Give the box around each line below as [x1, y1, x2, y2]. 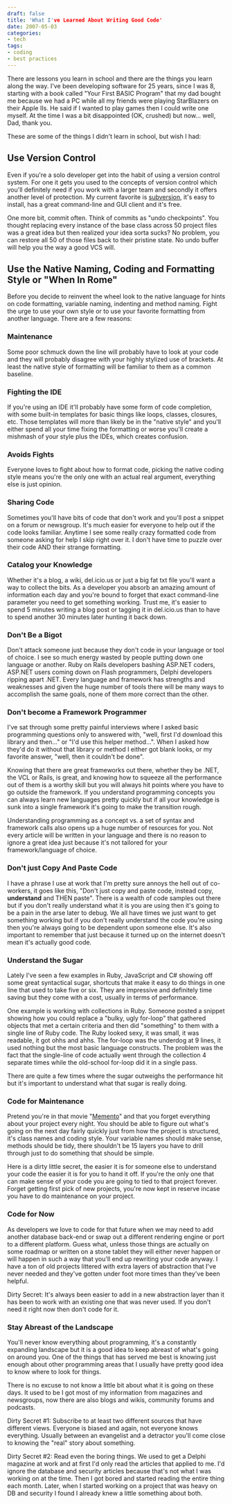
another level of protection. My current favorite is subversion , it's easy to [7, 192, 215, 201]
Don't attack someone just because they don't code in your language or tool [7, 646, 224, 654]
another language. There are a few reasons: [7, 314, 132, 323]
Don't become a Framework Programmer [7, 707, 147, 717]
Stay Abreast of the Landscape [7, 1322, 114, 1332]
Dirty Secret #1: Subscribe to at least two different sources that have [7, 1417, 202, 1425]
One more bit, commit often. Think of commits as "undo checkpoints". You [7, 213, 220, 222]
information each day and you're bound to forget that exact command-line [7, 591, 220, 599]
